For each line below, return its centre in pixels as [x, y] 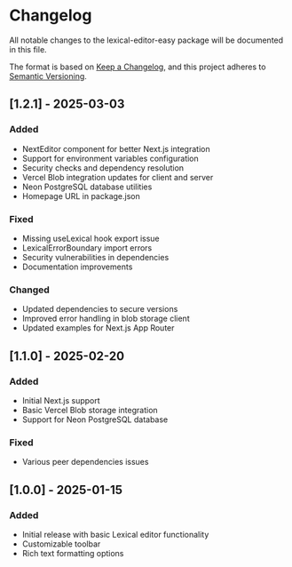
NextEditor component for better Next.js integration [116, 148]
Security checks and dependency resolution [103, 168]
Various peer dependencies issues [85, 462]
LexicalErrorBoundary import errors [87, 248]
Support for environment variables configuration [110, 158]
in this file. [28, 49]
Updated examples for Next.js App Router [98, 328]
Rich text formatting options [73, 553]
